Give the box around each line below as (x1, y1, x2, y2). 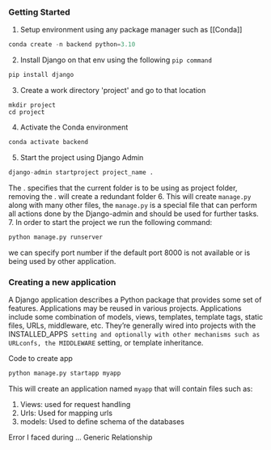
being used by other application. (8, 256, 116, 265)
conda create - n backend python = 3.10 (8, 40, 136, 49)
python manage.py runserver (8, 233, 104, 241)
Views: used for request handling (19, 399, 131, 409)
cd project (8, 108, 45, 117)
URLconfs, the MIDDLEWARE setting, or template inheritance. (8, 337, 204, 347)
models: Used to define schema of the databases (19, 416, 184, 427)
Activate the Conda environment (19, 122, 129, 132)
